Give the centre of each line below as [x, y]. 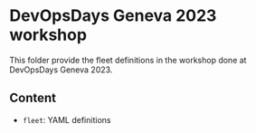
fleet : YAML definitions [66, 119]
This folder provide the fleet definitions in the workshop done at [128, 60]
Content [33, 98]
